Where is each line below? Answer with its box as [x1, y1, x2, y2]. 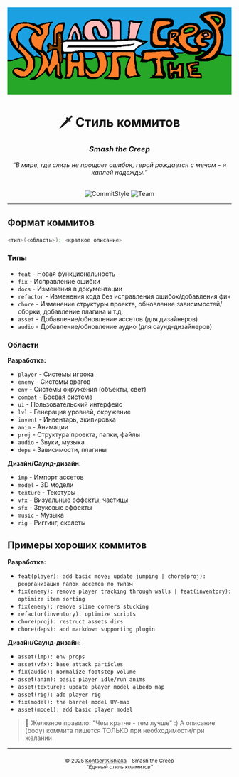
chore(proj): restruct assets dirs [17, 618, 124, 625]
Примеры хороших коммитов [7, 539, 147, 551]
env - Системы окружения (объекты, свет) [17, 385, 147, 394]
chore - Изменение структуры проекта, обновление [17, 299, 176, 308]
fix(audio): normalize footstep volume [17, 668, 137, 675]
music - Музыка [17, 511, 64, 520]
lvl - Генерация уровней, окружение [17, 408, 132, 417]
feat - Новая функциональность [17, 269, 116, 278]
